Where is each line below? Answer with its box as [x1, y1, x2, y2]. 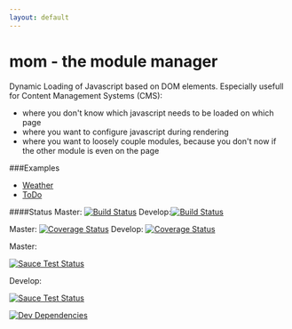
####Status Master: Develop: [9, 206, 171, 217]
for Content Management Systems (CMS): [9, 90, 162, 100]
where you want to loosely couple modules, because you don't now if [21, 135, 277, 147]
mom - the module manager [9, 51, 218, 71]
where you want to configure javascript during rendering [21, 126, 229, 137]
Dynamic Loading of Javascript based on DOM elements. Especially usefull [9, 81, 284, 92]
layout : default [9, 12, 69, 22]
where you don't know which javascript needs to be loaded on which [21, 108, 274, 118]
